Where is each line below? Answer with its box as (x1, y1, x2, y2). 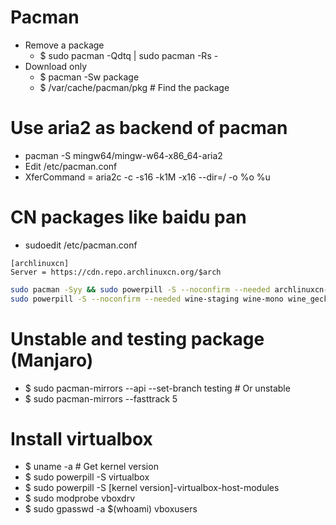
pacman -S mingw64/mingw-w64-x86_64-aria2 (24, 149, 223, 161)
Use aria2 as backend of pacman (10, 117, 288, 140)
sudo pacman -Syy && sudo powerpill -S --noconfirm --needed (10, 284, 271, 295)
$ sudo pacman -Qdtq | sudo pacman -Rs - (39, 49, 219, 61)
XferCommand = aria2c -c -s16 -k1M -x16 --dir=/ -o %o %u (24, 171, 271, 183)
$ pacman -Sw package (39, 71, 140, 83)
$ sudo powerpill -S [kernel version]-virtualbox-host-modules (24, 482, 280, 494)
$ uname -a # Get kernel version (24, 461, 159, 473)
